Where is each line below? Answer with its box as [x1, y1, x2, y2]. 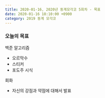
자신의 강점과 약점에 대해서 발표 [12, 87, 71, 93]
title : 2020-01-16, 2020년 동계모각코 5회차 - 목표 [5, 7, 101, 12]
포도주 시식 [12, 67, 33, 73]
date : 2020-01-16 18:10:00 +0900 [5, 12, 72, 16]
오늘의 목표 [5, 33, 29, 40]
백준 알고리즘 [5, 44, 30, 51]
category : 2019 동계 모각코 [5, 16, 56, 21]
